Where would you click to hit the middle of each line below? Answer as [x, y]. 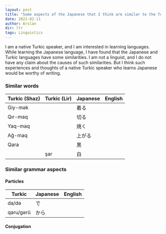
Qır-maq [18, 117]
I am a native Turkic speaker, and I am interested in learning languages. [78, 47]
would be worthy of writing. [33, 73]
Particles [15, 181]
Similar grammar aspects [36, 170]
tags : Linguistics [24, 33]
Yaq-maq [19, 126]
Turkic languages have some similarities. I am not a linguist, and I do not [78, 57]
